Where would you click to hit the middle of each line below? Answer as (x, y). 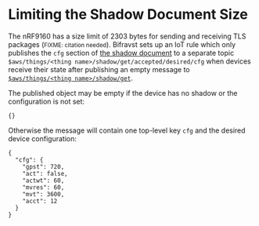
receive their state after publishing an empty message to (99, 69)
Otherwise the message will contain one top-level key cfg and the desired (127, 130)
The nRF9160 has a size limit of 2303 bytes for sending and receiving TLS (127, 36)
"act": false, (45, 173)
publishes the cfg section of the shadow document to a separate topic (121, 53)
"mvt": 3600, (43, 194)
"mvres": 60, (43, 187)
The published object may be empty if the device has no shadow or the (123, 93)
